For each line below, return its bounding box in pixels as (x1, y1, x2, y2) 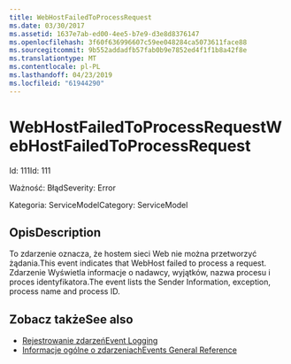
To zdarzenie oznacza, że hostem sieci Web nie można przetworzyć (9, 249, 257, 259)
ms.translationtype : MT (9, 54, 97, 63)
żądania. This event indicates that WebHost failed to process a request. (9, 258, 267, 268)
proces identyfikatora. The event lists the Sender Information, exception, (9, 276, 272, 288)
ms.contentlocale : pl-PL (9, 63, 101, 72)
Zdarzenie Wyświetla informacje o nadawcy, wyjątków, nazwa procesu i (9, 267, 272, 278)
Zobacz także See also (9, 312, 134, 327)
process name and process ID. (9, 286, 121, 297)
